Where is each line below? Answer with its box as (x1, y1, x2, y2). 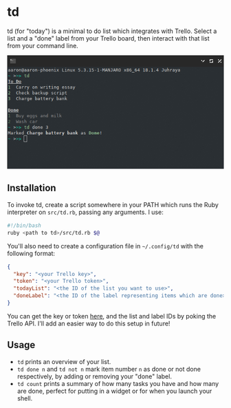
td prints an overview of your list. (16, 357, 111, 365)
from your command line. (7, 41, 79, 50)
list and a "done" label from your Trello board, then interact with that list (7, 34, 210, 42)
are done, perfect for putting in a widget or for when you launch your (16, 387, 212, 395)
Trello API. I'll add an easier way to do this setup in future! (7, 319, 170, 328)
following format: (7, 249, 56, 257)
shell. (16, 394, 33, 402)
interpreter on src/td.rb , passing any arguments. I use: (7, 208, 164, 216)
